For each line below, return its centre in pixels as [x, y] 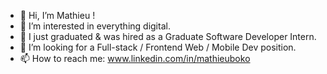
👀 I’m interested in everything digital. [95, 26]
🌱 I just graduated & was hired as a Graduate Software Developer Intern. [168, 36]
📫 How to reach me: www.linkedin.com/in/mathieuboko [135, 58]
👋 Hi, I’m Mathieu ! [57, 15]
